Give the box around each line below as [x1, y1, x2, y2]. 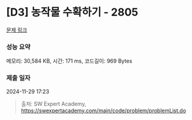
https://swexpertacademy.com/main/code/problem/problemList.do [20, 107, 187, 114]
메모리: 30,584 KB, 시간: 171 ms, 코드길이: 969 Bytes [6, 57, 133, 64]
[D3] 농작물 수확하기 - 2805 [6, 5, 139, 19]
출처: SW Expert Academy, [20, 100, 86, 107]
